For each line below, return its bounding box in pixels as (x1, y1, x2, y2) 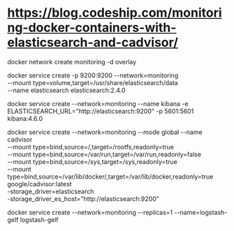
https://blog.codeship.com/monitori (7, 5, 222, 21)
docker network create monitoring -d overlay (7, 57, 137, 66)
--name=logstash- (174, 208, 228, 216)
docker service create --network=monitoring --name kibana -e (7, 99, 189, 107)
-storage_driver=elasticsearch (7, 187, 94, 195)
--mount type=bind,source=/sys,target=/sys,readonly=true (7, 157, 178, 165)
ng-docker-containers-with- (7, 20, 177, 36)
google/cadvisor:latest (7, 179, 72, 188)
